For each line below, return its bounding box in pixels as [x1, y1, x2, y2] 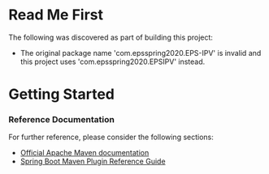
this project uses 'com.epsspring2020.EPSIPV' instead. [20, 57, 206, 66]
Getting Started [8, 85, 115, 104]
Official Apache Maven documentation [20, 148, 150, 158]
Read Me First [8, 6, 104, 24]
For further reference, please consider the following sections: [8, 132, 214, 142]
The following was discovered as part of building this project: [8, 32, 214, 42]
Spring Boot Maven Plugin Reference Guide [20, 156, 166, 167]
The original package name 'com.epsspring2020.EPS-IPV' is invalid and [20, 48, 262, 57]
